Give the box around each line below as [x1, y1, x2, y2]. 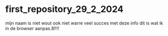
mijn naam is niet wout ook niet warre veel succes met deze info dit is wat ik [5, 20, 163, 26]
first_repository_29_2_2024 [5, 3, 124, 15]
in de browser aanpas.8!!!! [5, 25, 60, 31]
